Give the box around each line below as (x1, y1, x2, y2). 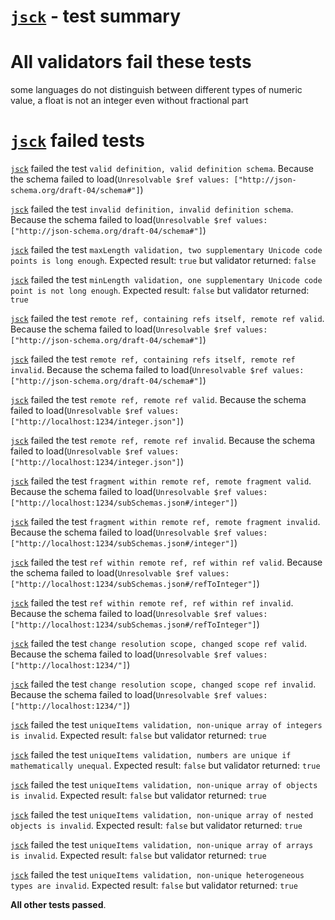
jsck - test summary (10, 5, 182, 28)
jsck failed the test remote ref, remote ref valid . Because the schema (10, 394, 307, 406)
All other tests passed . (10, 899, 107, 911)
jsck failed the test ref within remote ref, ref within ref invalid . (10, 597, 294, 609)
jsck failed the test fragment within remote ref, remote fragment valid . (10, 475, 312, 487)
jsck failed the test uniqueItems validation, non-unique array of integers (10, 719, 323, 731)
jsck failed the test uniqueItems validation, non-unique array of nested (10, 809, 314, 821)
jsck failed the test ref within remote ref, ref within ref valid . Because (10, 556, 323, 569)
